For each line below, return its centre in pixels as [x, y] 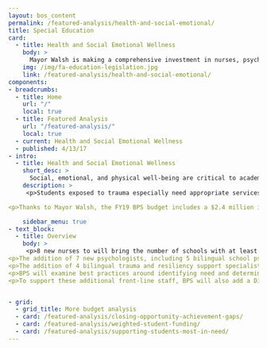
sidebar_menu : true [55, 222]
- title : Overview [46, 236]
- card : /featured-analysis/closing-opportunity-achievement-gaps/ [130, 317]
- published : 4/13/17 [51, 149]
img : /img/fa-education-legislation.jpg [90, 68]
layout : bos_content [43, 15]
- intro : [23, 156]
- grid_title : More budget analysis [76, 309]
